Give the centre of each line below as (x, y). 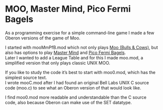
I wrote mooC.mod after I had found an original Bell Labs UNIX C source (77, 82)
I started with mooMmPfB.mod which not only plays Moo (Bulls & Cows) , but (81, 47)
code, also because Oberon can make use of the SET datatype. (69, 102)
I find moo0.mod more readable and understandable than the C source (76, 97)
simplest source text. (26, 77)
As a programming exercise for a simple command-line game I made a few (80, 33)
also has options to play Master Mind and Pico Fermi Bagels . (65, 53)
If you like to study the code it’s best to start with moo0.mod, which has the (80, 72)
